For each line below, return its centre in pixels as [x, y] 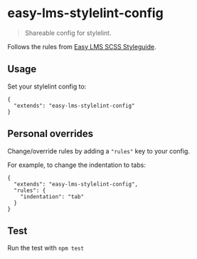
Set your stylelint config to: [47, 86]
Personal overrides [50, 134]
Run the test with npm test [46, 248]
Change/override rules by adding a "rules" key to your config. [99, 151]
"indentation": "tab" [52, 197]
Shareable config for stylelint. [68, 33]
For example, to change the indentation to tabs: [76, 165]
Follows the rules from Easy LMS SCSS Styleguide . [82, 46]
